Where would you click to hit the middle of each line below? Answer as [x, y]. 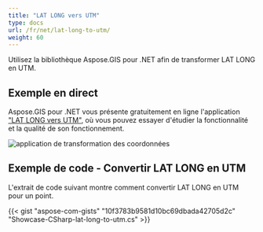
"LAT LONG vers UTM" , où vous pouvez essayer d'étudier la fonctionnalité [128, 120]
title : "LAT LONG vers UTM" [54, 15]
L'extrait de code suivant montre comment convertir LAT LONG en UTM [124, 187]
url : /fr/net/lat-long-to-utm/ [59, 30]
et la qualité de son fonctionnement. [66, 129]
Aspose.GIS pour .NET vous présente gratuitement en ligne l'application [124, 112]
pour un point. [31, 195]
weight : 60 [26, 37]
